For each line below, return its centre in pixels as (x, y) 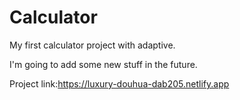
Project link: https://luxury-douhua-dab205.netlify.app (119, 83)
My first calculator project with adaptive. (92, 45)
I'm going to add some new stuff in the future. (103, 64)
